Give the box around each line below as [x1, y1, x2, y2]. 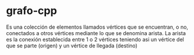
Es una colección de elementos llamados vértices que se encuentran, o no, [6, 23, 189, 30]
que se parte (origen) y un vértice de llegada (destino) [6, 42, 137, 49]
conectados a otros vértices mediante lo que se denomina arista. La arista [6, 29, 186, 36]
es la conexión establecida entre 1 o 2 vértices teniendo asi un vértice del [6, 36, 185, 43]
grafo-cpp [6, 4, 57, 18]
